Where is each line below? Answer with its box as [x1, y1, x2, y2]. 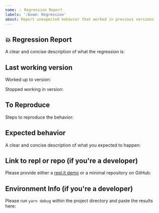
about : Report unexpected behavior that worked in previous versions [5, 17, 154, 22]
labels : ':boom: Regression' [5, 12, 66, 17]
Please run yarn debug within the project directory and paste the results [5, 198, 153, 204]
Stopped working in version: [5, 86, 64, 92]
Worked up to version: [5, 76, 51, 82]
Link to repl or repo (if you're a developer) [5, 157, 138, 165]
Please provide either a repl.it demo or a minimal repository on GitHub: [5, 170, 151, 176]
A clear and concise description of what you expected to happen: [5, 142, 141, 148]
